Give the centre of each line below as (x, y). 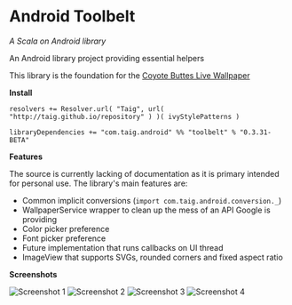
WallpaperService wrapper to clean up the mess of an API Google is (146, 210)
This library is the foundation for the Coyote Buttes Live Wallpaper (130, 75)
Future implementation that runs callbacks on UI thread (122, 247)
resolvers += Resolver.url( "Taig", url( (87, 108)
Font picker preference (64, 238)
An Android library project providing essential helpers (107, 58)
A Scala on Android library (58, 41)
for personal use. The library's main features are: (99, 183)
